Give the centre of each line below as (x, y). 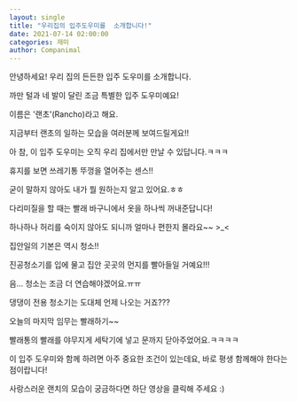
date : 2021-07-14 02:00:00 (59, 34)
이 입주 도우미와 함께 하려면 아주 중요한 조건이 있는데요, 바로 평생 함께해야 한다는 (148, 359)
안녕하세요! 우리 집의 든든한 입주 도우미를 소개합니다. (100, 77)
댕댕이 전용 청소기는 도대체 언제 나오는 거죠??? (90, 303)
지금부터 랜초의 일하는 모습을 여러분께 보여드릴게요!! (99, 133)
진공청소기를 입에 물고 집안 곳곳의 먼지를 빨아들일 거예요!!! (109, 265)
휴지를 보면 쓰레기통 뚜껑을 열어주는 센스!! (81, 171)
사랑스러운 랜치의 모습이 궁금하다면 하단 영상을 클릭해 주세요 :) (117, 389)
